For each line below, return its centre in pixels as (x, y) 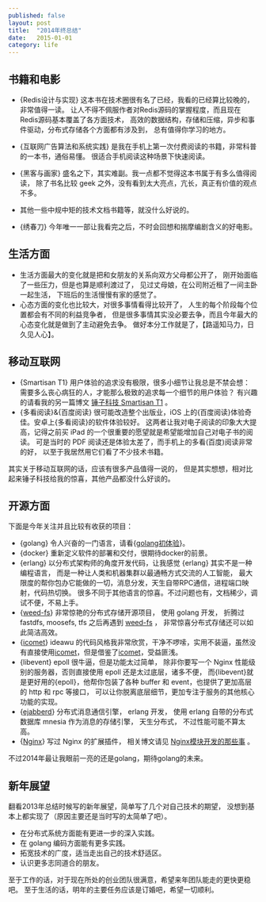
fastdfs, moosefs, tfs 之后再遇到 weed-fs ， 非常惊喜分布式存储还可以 (133, 623)
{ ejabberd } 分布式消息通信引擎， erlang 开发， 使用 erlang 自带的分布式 (137, 712)
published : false (37, 15)
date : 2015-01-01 (40, 38)
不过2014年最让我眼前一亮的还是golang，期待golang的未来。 (108, 758)
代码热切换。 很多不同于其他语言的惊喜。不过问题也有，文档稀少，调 (146, 593)
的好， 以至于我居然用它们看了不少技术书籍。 (93, 451)
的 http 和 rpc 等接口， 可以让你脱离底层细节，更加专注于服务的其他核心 (137, 692)
